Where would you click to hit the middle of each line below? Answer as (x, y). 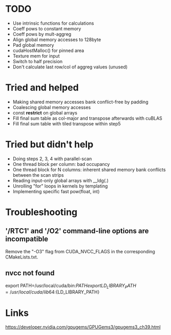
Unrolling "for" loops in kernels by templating (60, 186)
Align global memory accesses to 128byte (57, 40)
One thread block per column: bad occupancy (61, 164)
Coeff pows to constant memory (47, 28)
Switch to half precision (38, 61)
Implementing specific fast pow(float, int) (56, 191)
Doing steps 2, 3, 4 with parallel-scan (52, 159)
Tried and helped (42, 88)
